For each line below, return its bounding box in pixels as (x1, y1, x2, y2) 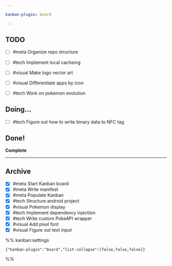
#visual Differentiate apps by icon (12, 80, 84, 86)
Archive (5, 167, 31, 175)
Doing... (5, 105, 32, 114)
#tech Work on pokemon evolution (12, 90, 86, 96)
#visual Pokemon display (12, 204, 66, 210)
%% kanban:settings (5, 237, 50, 243)
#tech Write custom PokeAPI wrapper (12, 215, 92, 221)
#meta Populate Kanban (12, 192, 64, 198)
